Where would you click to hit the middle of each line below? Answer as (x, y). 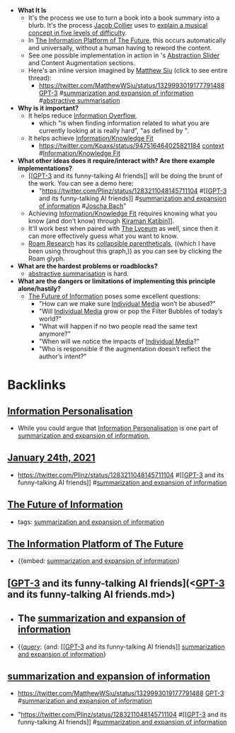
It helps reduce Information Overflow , (82, 115)
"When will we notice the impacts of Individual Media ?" (119, 341)
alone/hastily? (39, 289)
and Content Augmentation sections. (82, 63)
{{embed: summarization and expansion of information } (99, 561)
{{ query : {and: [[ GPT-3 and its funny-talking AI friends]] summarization (121, 647)
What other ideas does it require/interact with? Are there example (116, 161)
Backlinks (37, 385)
